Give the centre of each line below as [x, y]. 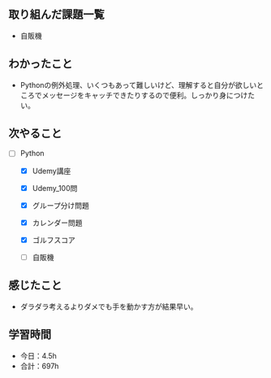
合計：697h [39, 366]
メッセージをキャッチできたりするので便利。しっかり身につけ [145, 95]
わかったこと [41, 64]
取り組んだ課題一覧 [56, 15]
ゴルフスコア [54, 240]
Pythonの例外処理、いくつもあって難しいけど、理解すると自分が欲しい [138, 85]
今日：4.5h [38, 355]
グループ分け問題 [60, 205]
